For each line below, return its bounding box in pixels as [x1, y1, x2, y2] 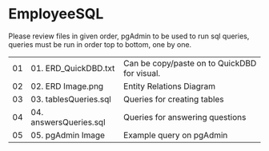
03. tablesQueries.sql [30, 93, 112, 105]
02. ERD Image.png [30, 81, 104, 92]
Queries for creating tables [123, 93, 224, 105]
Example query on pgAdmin [123, 129, 228, 141]
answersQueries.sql [30, 117, 106, 128]
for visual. [123, 67, 161, 78]
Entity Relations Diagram [123, 81, 216, 92]
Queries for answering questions [123, 111, 247, 122]
